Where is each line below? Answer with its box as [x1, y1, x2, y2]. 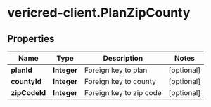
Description [103, 54, 143, 63]
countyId [11, 77, 42, 86]
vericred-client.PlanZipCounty [7, 5, 191, 21]
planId [11, 65, 33, 75]
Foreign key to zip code [84, 88, 162, 97]
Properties [7, 33, 55, 45]
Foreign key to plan [84, 65, 148, 75]
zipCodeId [11, 88, 46, 97]
